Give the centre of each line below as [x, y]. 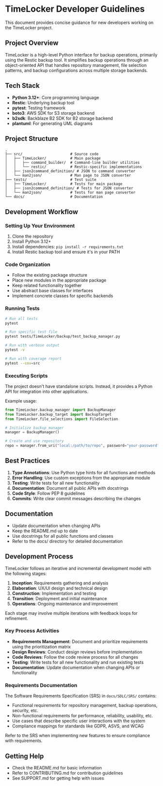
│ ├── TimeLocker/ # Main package [53, 159]
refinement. [16, 618]
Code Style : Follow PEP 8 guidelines [49, 493]
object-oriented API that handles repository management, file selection [76, 65]
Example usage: [21, 401]
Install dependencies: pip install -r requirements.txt [68, 247]
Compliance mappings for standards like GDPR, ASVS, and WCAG [78, 726]
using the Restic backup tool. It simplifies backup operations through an [77, 60]
